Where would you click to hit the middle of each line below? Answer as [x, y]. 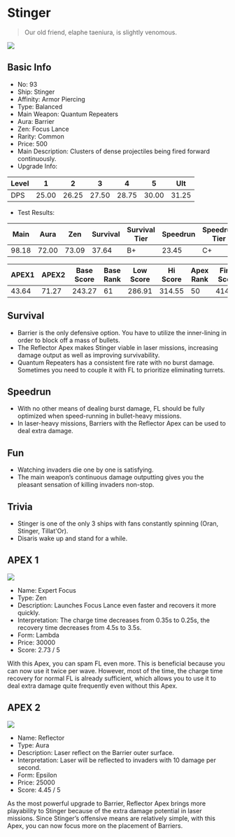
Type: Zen [32, 598]
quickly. [29, 612]
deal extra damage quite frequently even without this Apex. [93, 685]
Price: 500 [32, 143]
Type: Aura [33, 745]
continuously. [37, 158]
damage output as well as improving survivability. [88, 355]
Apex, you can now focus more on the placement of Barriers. [95, 825]
